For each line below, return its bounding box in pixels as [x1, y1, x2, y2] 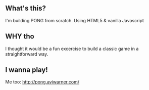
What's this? [5, 4, 46, 13]
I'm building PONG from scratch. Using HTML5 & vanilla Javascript [5, 17, 144, 23]
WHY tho [5, 32, 34, 41]
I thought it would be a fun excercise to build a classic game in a [5, 46, 139, 52]
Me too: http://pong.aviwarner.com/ [5, 79, 80, 85]
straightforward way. [5, 51, 48, 57]
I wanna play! [5, 66, 48, 74]
